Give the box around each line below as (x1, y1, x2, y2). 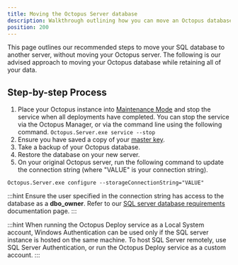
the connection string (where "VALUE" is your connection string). (17, 166, 208, 174)
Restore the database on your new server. (17, 151, 140, 159)
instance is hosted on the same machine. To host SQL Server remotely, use (7, 236, 227, 244)
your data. (7, 65, 38, 75)
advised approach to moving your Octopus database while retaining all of (7, 58, 222, 67)
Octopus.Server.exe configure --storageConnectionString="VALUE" (7, 179, 204, 187)
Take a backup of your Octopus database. (17, 143, 140, 151)
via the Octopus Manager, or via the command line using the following (17, 120, 222, 129)
